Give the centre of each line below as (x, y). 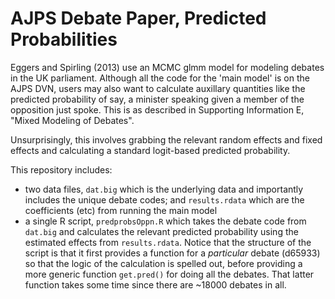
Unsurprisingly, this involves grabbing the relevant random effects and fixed (166, 139)
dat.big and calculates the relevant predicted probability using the (161, 231)
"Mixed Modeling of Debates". (72, 120)
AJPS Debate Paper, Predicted (138, 18)
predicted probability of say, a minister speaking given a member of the (157, 99)
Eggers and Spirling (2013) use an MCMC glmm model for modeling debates (167, 67)
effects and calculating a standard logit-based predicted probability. (150, 150)
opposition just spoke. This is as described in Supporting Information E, (157, 109)
